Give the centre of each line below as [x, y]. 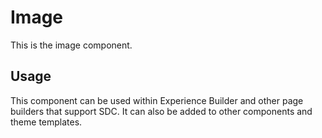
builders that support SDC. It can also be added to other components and [161, 111]
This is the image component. [71, 45]
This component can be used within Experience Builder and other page [157, 100]
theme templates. [46, 122]
